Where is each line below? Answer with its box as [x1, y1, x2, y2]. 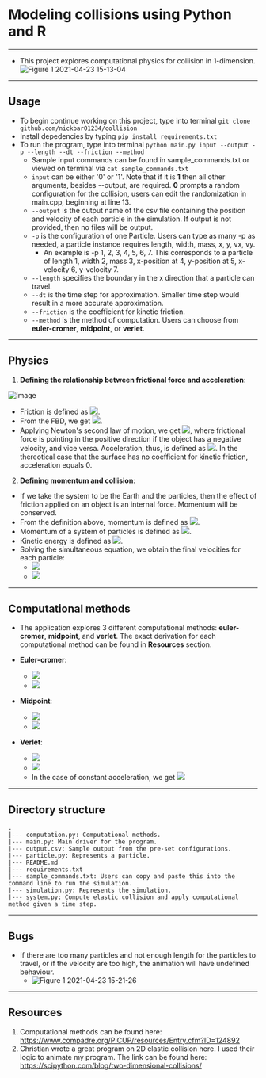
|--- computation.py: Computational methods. [8, 831, 161, 839]
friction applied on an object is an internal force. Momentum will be [19, 499, 238, 509]
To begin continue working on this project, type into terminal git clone [19, 116, 251, 125]
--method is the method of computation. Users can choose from [31, 315, 239, 324]
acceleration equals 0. [19, 460, 93, 469]
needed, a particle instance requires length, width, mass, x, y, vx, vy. [31, 239, 256, 249]
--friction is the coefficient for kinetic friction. [31, 307, 186, 316]
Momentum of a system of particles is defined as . [19, 526, 192, 536]
